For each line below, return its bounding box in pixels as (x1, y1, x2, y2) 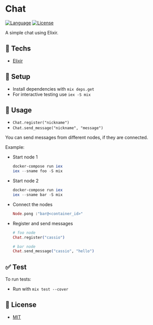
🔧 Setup (5, 72, 31, 81)
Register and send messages (12, 220, 73, 226)
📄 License (5, 301, 37, 309)
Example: (5, 144, 25, 150)
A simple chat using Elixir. (5, 29, 59, 35)
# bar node (12, 244, 36, 249)
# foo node (12, 230, 36, 235)
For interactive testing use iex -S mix (12, 91, 91, 97)
